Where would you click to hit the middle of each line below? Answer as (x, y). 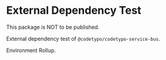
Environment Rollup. (31, 50)
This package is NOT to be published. (53, 27)
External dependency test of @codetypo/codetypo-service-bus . (83, 38)
